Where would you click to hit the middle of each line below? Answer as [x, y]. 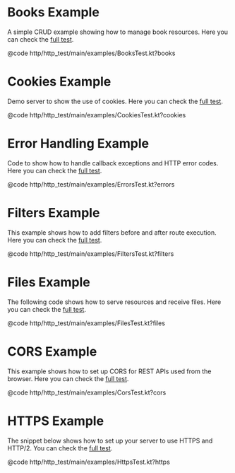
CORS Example [52, 351]
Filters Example [54, 213]
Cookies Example [59, 82]
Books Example [54, 12]
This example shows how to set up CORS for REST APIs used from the [109, 371]
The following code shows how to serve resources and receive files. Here [114, 302]
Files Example [49, 282]
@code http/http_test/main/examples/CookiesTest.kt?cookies [97, 115]
